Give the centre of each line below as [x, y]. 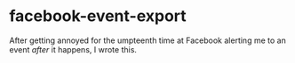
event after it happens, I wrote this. [73, 49]
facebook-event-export [98, 16]
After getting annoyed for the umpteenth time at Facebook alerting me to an [147, 40]
